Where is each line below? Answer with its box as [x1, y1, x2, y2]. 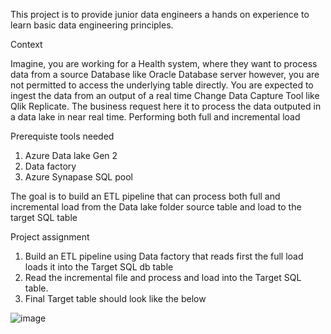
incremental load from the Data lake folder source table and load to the [10, 201, 302, 213]
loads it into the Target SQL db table [24, 261, 174, 273]
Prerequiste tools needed [10, 130, 115, 142]
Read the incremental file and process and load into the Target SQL [24, 272, 302, 283]
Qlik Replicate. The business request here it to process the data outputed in [10, 100, 322, 112]
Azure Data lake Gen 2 [24, 150, 118, 161]
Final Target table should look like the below [24, 293, 207, 304]
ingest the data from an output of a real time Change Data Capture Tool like [10, 90, 320, 101]
